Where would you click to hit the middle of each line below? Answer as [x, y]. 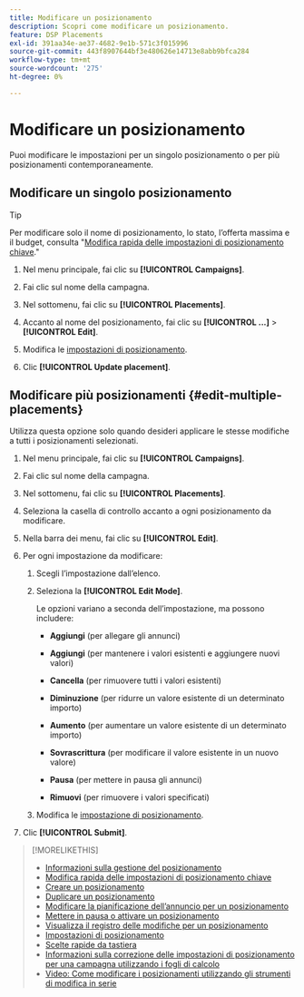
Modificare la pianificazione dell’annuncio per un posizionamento [167, 906]
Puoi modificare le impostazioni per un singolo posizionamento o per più [144, 154]
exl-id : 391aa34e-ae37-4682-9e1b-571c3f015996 [99, 43]
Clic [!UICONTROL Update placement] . [96, 367]
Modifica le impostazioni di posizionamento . [105, 349]
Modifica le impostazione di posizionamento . [120, 815]
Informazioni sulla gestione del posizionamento [133, 868]
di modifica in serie [81, 983]
